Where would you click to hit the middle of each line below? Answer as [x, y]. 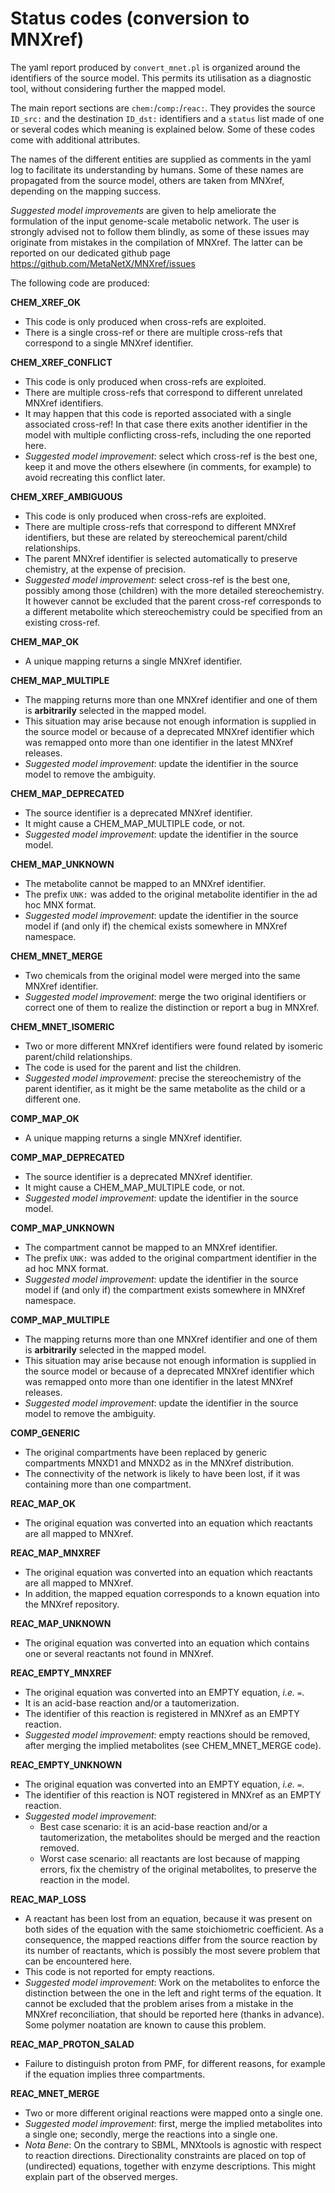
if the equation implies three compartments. [115, 2074]
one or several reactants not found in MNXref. [119, 1653]
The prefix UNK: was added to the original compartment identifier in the [170, 1258]
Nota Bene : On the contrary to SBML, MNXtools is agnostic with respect [173, 2144]
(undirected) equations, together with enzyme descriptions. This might [170, 2166]
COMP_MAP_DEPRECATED [67, 1157]
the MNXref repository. [72, 1604]
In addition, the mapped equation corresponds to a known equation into [172, 1593]
